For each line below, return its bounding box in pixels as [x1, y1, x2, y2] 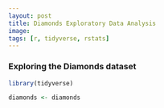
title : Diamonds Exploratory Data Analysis [8, 19, 157, 27]
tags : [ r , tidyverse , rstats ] [8, 34, 110, 43]
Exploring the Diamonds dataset [8, 61, 137, 73]
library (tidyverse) [8, 79, 74, 87]
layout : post [8, 11, 52, 20]
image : [8, 27, 31, 35]
